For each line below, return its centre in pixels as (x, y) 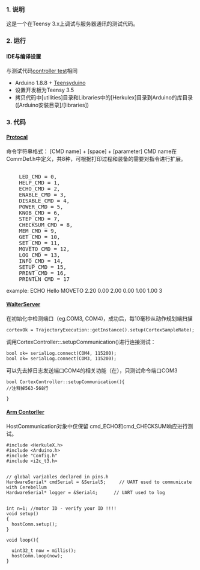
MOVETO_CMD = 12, (44, 249)
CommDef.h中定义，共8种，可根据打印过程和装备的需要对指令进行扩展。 (96, 158)
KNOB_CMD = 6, (40, 213)
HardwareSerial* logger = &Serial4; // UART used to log (86, 492)
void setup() (23, 513)
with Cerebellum (26, 487)
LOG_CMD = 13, (40, 255)
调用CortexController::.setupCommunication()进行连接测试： (81, 342)
